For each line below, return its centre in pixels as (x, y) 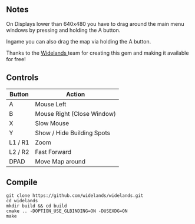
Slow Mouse (52, 123)
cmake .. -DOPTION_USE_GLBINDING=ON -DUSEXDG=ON (67, 211)
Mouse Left (51, 104)
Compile (22, 183)
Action (75, 94)
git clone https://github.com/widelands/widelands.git (75, 196)
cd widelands (22, 201)
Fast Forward (53, 152)
